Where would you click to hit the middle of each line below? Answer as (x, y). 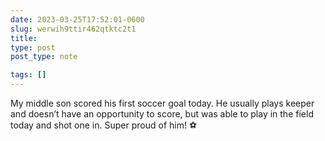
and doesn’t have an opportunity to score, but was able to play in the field (162, 114)
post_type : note (44, 57)
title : (24, 38)
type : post (33, 47)
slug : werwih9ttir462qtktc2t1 (73, 29)
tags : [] (28, 75)
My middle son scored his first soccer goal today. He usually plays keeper (162, 103)
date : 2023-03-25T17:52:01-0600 (77, 19)
